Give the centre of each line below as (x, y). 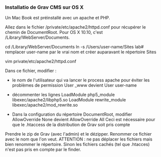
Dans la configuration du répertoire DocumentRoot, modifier (72, 114)
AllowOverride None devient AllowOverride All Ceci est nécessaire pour (84, 120)
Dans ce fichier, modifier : (31, 71)
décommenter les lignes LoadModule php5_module (63, 95)
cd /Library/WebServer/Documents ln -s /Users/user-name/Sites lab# (74, 47)
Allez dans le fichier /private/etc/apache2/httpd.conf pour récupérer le (76, 27)
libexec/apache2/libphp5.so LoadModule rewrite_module (69, 100)
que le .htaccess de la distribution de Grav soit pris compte (71, 125)
